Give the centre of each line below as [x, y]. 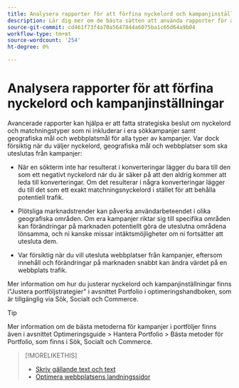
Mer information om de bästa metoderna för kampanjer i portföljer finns [112, 326]
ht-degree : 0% [28, 47]
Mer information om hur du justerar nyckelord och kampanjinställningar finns [119, 284]
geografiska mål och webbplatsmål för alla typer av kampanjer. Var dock [113, 138]
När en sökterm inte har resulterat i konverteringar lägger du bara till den [124, 167]
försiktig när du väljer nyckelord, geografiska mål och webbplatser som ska [117, 146]
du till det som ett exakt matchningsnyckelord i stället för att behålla [117, 190]
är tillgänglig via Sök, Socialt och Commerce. [73, 298]
